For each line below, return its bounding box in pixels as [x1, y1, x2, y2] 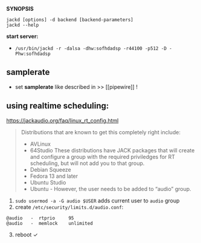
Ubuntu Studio [30, 178, 66, 186]
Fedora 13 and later [30, 172, 78, 180]
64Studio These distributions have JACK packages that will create [30, 146, 195, 154]
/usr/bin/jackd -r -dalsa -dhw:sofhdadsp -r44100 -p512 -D [14, 45, 167, 51]
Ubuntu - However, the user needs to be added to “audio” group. [30, 185, 191, 192]
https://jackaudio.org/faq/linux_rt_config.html [6, 117, 119, 124]
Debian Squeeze [30, 166, 71, 173]
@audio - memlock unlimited [6, 220, 94, 226]
